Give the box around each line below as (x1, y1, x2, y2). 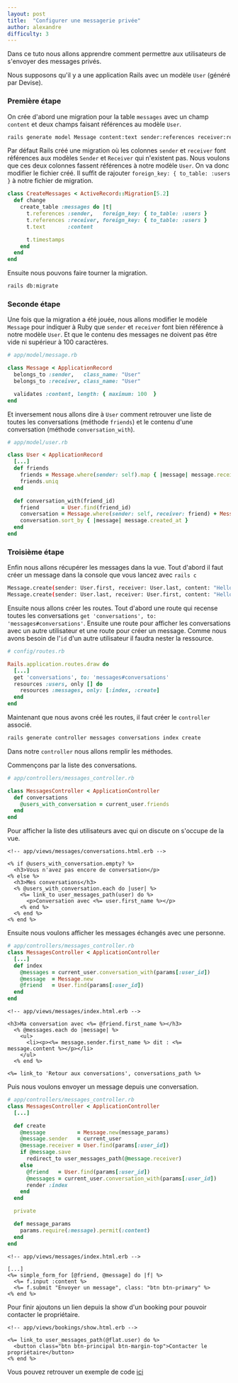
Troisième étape (7, 547, 64, 557)
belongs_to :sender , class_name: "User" (13, 371, 141, 378)
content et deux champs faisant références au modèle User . (7, 120, 182, 128)
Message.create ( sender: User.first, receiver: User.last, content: (7, 585, 211, 592)
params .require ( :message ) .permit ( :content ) (20, 1227, 151, 1234)
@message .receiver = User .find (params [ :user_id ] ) (20, 1142, 170, 1150)
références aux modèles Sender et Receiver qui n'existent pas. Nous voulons (7, 154, 230, 162)
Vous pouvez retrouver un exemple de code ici (7, 1367, 144, 1376)
